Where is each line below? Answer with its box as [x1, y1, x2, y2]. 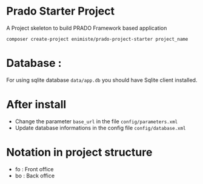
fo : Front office [15, 165, 54, 172]
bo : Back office [15, 172, 55, 179]
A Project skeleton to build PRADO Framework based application [6, 24, 167, 32]
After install [6, 98, 67, 112]
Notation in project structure [6, 146, 153, 159]
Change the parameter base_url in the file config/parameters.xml [15, 117, 178, 125]
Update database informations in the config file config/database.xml [15, 124, 186, 131]
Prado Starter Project [6, 4, 115, 18]
